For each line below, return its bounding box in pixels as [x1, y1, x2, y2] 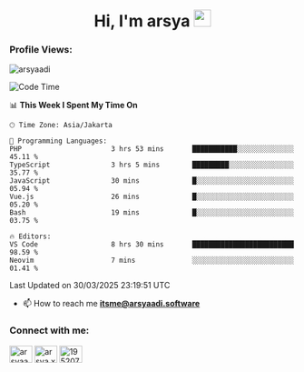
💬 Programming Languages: [9, 136, 107, 146]
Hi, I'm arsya [93, 11, 191, 32]
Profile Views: [9, 44, 73, 56]
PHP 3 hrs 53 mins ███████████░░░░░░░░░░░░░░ [9, 145, 295, 154]
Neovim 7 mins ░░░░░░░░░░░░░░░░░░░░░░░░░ [9, 256, 295, 266]
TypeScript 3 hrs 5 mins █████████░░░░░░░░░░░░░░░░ [9, 160, 295, 170]
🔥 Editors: [9, 232, 52, 241]
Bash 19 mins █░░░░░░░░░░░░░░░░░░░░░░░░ [9, 208, 295, 217]
